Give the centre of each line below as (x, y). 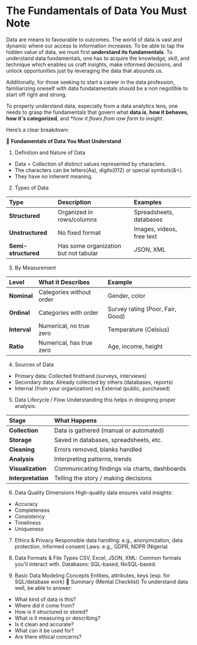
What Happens (76, 420)
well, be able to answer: (43, 587)
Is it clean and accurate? (44, 624)
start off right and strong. (37, 94)
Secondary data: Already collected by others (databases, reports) (94, 382)
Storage (21, 440)
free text (145, 236)
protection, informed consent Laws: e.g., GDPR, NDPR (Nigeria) (91, 546)
